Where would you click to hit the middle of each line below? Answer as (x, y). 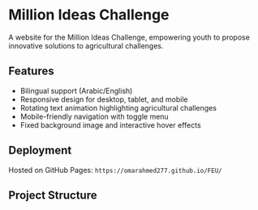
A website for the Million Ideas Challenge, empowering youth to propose (129, 37)
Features (31, 71)
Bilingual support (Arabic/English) (76, 90)
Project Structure (53, 195)
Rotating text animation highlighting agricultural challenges (118, 107)
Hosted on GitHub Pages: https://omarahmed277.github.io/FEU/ (115, 170)
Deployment (40, 151)
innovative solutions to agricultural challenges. (86, 45)
